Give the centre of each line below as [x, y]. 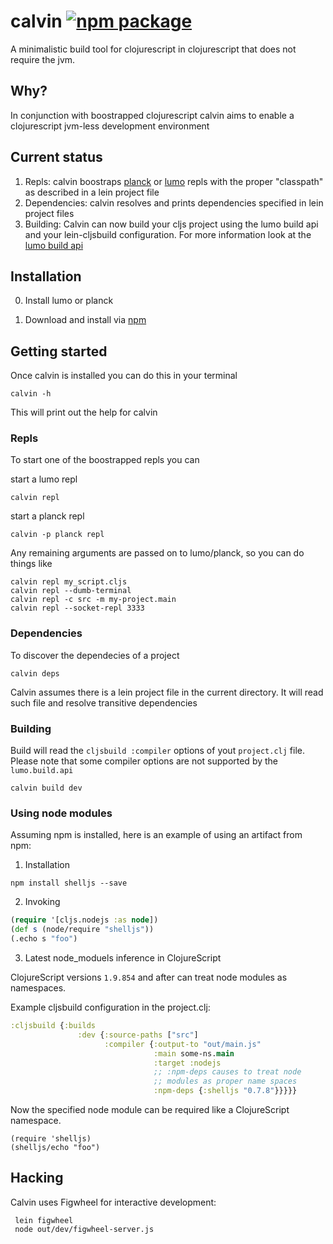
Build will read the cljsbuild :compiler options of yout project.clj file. [158, 751]
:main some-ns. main [194, 1053]
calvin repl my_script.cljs [69, 582]
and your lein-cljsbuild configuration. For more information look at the [168, 234]
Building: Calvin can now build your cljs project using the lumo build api [171, 224]
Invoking [42, 902]
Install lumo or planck [69, 301]
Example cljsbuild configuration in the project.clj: [110, 1007]
